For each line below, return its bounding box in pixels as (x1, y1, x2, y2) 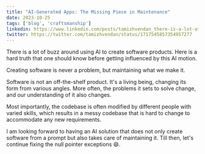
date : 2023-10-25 (6, 15, 51, 21)
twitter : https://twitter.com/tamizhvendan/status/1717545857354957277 (6, 32, 192, 38)
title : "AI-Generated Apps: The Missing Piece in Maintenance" (6, 9, 171, 15)
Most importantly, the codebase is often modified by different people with (6, 103, 192, 110)
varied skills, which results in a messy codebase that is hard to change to (6, 110, 190, 117)
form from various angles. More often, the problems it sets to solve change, (6, 85, 196, 92)
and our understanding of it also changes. (6, 91, 112, 99)
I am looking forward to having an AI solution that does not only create (6, 128, 183, 135)
